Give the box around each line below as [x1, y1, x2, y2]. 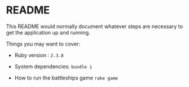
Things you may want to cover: [6, 40, 80, 47]
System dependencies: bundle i [14, 62, 92, 70]
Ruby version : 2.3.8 [14, 51, 64, 58]
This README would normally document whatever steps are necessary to [6, 23, 183, 30]
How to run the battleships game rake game [14, 74, 118, 81]
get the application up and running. [6, 29, 90, 36]
